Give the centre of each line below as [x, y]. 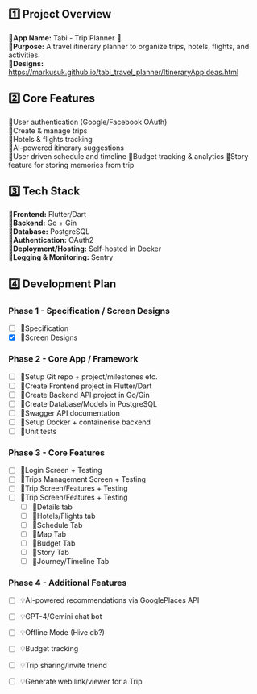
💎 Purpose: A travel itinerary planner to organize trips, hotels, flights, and [129, 46]
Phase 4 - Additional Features [68, 583]
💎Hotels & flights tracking [50, 139]
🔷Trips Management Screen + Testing [83, 479]
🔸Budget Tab [54, 543]
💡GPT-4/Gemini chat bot [61, 617]
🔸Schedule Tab [57, 525]
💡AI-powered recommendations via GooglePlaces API [110, 600]
